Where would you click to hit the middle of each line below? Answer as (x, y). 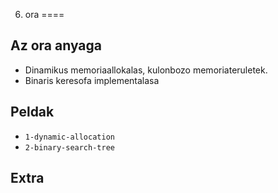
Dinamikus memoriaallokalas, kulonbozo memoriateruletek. (146, 70)
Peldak (32, 112)
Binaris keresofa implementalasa (92, 80)
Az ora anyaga (56, 45)
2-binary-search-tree (69, 147)
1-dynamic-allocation (69, 137)
